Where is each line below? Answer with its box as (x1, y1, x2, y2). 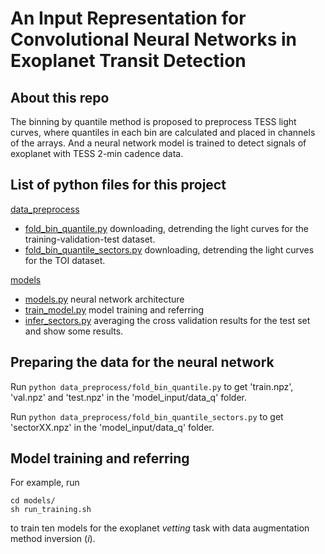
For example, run (10, 477, 80, 489)
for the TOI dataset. (24, 254, 106, 266)
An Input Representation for (10, 7, 247, 30)
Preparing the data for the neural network (10, 354, 275, 371)
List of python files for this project (10, 177, 227, 194)
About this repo (10, 89, 110, 106)
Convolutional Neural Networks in (10, 28, 298, 51)
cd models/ (10, 496, 56, 506)
